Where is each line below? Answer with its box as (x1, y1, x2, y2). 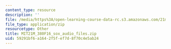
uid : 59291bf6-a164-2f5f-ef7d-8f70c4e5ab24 (5, 36, 99, 41)
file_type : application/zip (5, 21, 65, 27)
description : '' (5, 12, 40, 17)
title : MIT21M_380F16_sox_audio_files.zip (5, 31, 97, 36)
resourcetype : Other (5, 27, 49, 32)
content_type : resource (5, 7, 56, 13)
